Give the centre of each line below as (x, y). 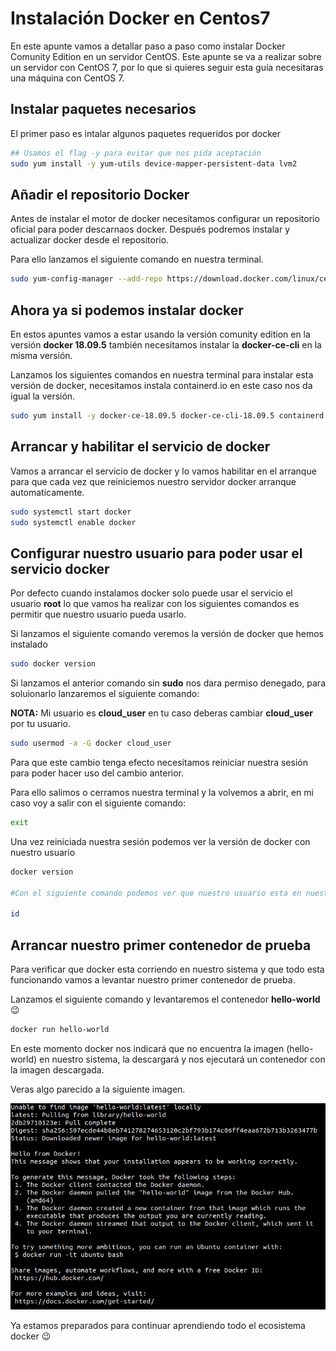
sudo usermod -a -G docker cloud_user (91, 743)
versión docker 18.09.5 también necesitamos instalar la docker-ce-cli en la (166, 345)
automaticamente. (47, 492)
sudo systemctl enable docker (73, 522)
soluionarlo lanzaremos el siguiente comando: (105, 694)
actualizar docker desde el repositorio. (90, 240)
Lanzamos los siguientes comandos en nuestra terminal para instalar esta (162, 375)
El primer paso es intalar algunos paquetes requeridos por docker (146, 133)
